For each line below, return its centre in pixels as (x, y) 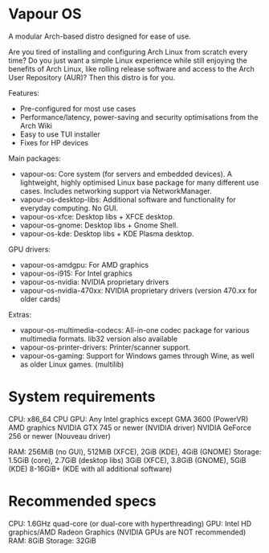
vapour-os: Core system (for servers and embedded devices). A (126, 174)
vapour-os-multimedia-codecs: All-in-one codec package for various (134, 330)
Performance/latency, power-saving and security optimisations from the (139, 117)
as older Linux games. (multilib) (72, 364)
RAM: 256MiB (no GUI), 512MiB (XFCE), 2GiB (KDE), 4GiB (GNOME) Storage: (135, 452)
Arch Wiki (36, 125)
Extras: (20, 314)
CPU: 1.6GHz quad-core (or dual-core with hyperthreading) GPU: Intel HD (130, 523)
